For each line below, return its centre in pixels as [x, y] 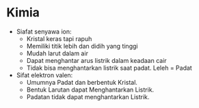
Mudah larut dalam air [57, 53]
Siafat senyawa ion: [44, 31]
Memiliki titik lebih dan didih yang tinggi [82, 46]
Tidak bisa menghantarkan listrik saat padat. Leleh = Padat [109, 68]
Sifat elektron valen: [44, 75]
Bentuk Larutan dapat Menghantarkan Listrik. [90, 90]
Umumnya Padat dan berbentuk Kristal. [82, 82]
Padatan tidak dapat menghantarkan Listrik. [88, 96]
